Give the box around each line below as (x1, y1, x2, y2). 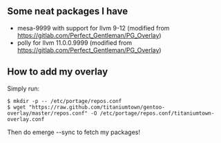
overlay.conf (7, 115, 45, 123)
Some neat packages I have (7, 6, 128, 17)
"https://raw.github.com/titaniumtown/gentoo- (28, 104, 166, 111)
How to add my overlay (7, 66, 108, 78)
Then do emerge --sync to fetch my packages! (7, 128, 140, 136)
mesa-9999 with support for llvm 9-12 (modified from (17, 23, 170, 32)
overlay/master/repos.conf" (7, 110, 88, 117)
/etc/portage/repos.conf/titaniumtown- (99, 110, 215, 117)
